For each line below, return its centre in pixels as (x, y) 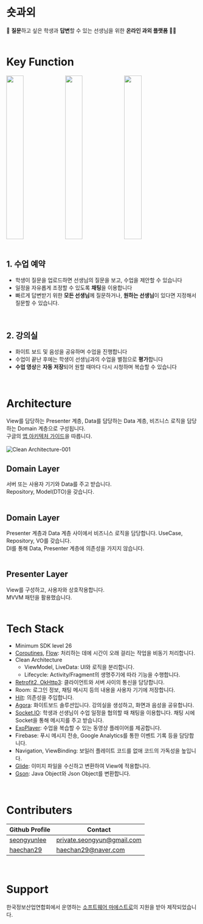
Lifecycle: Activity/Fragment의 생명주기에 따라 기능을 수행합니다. (102, 674)
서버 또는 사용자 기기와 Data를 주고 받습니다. (59, 484)
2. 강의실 (22, 336)
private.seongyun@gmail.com (99, 839)
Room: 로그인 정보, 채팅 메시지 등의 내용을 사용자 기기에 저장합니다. (95, 690)
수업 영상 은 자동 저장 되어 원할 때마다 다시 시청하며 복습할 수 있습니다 (96, 366)
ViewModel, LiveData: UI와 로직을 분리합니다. (79, 667)
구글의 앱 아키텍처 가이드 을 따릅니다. (49, 436)
